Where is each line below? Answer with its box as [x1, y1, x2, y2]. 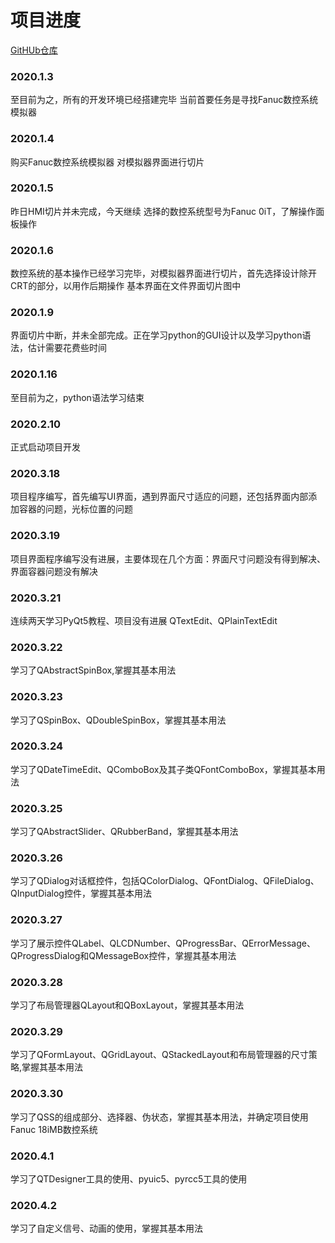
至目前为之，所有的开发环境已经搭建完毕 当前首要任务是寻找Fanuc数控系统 [10, 94, 319, 106]
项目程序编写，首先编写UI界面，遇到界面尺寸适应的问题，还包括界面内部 [10, 491, 309, 503]
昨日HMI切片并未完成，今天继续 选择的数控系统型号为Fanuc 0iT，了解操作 [10, 205, 317, 217]
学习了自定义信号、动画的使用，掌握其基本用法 [10, 1222, 203, 1235]
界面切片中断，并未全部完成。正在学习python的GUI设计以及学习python [10, 329, 303, 341]
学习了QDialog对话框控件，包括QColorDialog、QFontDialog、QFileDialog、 [10, 875, 320, 887]
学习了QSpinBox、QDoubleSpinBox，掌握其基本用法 [10, 714, 227, 726]
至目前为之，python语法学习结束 [10, 391, 145, 403]
